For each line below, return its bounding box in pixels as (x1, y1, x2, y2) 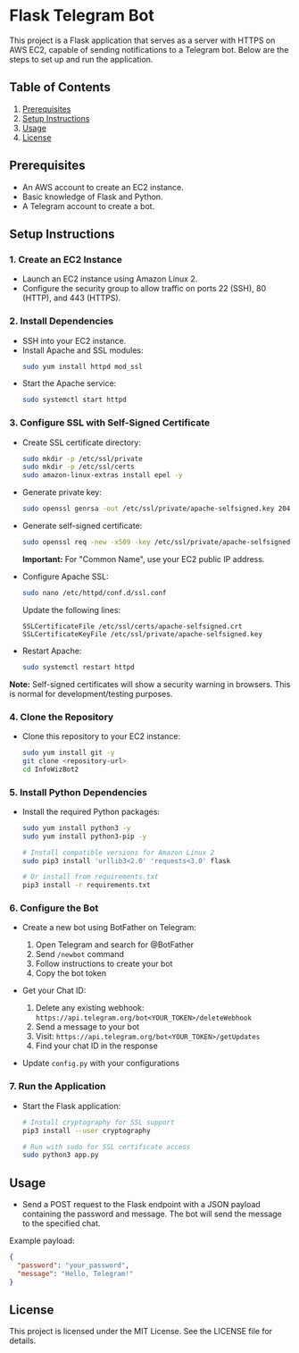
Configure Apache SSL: (21, 571, 109, 582)
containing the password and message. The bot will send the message (21, 1208, 283, 1220)
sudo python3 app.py (21, 1150, 99, 1160)
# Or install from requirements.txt (21, 872, 159, 881)
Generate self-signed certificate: (21, 520, 143, 532)
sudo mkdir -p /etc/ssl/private (21, 454, 143, 463)
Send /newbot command (35, 949, 125, 960)
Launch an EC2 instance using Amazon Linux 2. (21, 273, 198, 284)
